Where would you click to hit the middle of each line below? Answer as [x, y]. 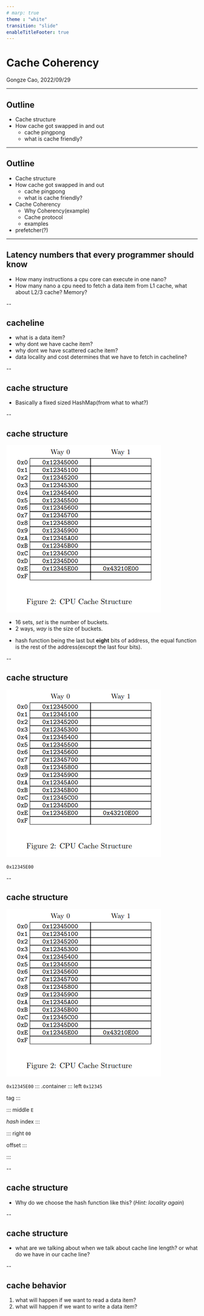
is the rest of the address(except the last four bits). [79, 647]
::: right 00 [19, 1133]
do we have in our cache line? [52, 1254]
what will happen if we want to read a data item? [76, 1300]
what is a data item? [40, 337]
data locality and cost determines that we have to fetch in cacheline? [101, 357]
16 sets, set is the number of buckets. [62, 622]
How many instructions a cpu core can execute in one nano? [91, 279]
